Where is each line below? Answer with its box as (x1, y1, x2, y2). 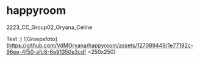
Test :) (6, 35, 23, 42)
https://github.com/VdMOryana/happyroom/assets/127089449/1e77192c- (8, 42, 194, 49)
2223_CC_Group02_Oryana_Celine (6, 24, 93, 31)
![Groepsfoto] (23, 35, 58, 42)
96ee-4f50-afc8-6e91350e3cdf (6, 48, 87, 55)
